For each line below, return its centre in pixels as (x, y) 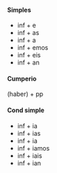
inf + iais (30, 155)
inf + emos (33, 48)
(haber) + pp (25, 94)
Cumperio (22, 78)
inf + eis (29, 55)
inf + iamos (33, 148)
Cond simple (26, 110)
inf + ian (29, 163)
